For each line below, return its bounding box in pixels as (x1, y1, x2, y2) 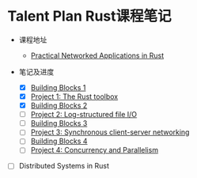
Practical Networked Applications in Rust (30, 51, 164, 60)
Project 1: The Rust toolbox (30, 92, 119, 101)
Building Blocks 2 (30, 100, 88, 111)
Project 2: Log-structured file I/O (30, 110, 138, 119)
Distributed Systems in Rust (18, 161, 110, 171)
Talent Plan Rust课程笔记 (7, 7, 172, 25)
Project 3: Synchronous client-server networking (30, 127, 190, 137)
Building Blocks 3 (30, 119, 88, 128)
